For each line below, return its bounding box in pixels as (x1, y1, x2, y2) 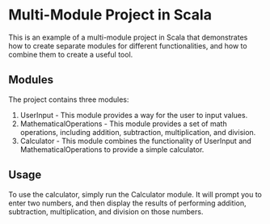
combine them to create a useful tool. (8, 49, 133, 59)
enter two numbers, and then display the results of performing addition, (8, 198, 247, 208)
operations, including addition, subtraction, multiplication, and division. (19, 127, 256, 137)
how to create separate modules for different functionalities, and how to (8, 40, 248, 50)
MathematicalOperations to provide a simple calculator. (19, 144, 205, 154)
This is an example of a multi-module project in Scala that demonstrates (8, 32, 248, 42)
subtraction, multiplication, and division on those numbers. (8, 206, 204, 216)
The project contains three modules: (8, 95, 129, 104)
